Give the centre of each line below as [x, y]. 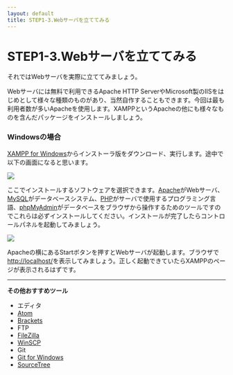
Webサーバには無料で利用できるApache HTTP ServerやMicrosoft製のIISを [113, 91]
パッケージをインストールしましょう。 [92, 118]
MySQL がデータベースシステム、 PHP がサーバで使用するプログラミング [109, 199]
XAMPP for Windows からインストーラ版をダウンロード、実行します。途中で [115, 154]
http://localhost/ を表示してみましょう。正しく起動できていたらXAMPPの [110, 261]
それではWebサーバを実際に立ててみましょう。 [74, 77]
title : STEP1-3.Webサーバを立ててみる [58, 20]
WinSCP [29, 342]
